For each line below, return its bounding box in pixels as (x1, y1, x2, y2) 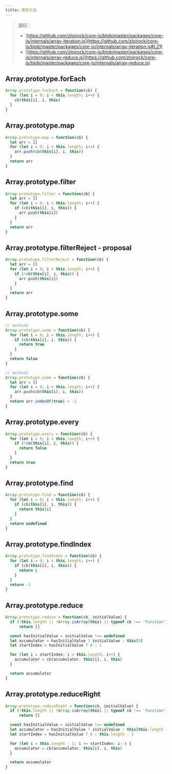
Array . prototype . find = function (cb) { (5, 492, 91, 497)
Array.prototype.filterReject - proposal (5, 243, 132, 252)
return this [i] (18, 507, 52, 512)
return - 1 (10, 582, 31, 587)
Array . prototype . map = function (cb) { (5, 135, 88, 140)
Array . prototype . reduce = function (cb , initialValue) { (5, 615, 127, 620)
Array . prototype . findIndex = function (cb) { (5, 554, 102, 559)
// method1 (5, 323, 29, 328)
